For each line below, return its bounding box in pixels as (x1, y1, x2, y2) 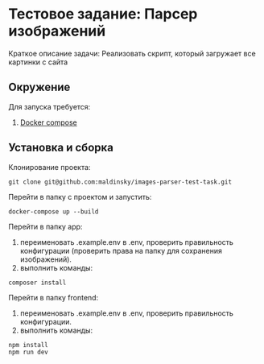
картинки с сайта (8, 57, 68, 67)
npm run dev (8, 348, 48, 356)
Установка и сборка (8, 141, 114, 155)
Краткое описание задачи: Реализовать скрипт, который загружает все (8, 48, 256, 58)
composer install (8, 279, 67, 287)
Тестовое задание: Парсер (8, 5, 198, 23)
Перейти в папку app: (8, 221, 83, 231)
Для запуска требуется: (8, 101, 91, 111)
